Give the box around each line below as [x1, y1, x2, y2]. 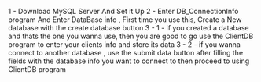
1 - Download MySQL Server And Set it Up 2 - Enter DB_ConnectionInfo [8, 7, 239, 16]
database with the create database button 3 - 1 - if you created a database [8, 23, 249, 32]
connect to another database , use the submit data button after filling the [8, 48, 244, 57]
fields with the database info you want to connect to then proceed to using [8, 56, 250, 66]
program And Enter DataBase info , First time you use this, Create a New [8, 15, 242, 24]
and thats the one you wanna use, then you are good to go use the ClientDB [8, 31, 254, 41]
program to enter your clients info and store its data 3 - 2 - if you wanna [8, 40, 241, 49]
